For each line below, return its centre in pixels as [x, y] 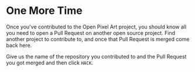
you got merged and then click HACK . [50, 63]
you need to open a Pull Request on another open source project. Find [91, 33]
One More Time [45, 11]
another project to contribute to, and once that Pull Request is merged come [98, 39]
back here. [19, 45]
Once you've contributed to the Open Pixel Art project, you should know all [96, 27]
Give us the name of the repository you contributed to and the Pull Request [96, 56]
